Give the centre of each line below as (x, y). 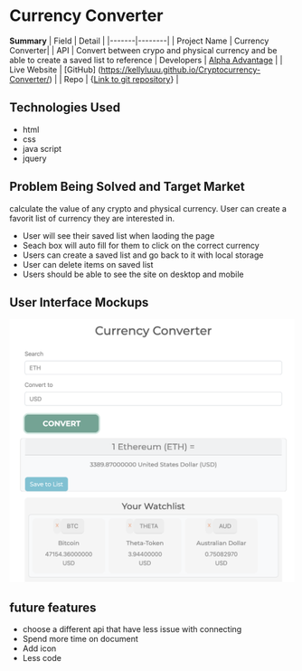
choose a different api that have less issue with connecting (132, 629)
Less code (42, 658)
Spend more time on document (80, 639)
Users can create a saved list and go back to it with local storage (143, 255)
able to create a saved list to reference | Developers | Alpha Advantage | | (146, 60)
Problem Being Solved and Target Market (127, 187)
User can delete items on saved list (88, 264)
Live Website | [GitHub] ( (55, 70)
